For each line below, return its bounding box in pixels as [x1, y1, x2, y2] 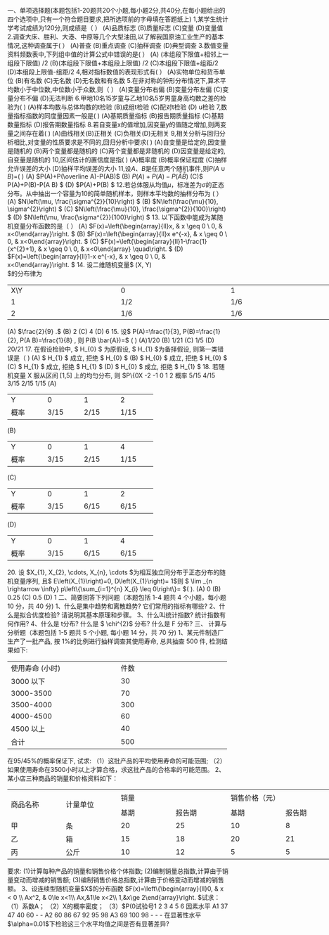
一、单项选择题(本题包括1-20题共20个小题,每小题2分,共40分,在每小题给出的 [7, 6, 226, 14]
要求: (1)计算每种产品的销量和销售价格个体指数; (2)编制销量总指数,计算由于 [7, 867, 223, 875]
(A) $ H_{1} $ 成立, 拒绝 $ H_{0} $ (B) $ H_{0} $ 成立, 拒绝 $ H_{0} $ [31, 354, 228, 362]
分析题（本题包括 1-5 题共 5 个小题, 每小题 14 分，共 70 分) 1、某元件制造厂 [7, 628, 224, 636]
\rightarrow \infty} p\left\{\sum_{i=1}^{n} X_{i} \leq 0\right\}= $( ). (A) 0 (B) [7, 585, 221, 593]
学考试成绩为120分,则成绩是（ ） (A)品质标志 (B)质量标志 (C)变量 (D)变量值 [7, 24, 224, 32]
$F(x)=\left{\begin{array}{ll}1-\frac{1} [100, 238, 207, 245]
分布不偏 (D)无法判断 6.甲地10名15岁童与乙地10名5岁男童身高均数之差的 [13, 94, 220, 102]
